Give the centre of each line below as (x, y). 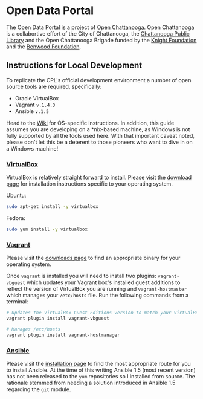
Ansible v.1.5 (32, 111)
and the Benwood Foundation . (44, 47)
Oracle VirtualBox (37, 98)
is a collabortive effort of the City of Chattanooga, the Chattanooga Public (98, 33)
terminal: (17, 302)
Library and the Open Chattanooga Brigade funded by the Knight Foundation (101, 40)
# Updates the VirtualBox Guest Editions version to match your (89, 313)
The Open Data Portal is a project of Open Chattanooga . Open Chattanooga (100, 27)
